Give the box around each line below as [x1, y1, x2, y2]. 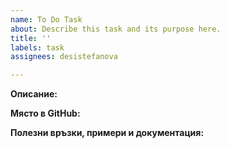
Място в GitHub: [10, 107, 81, 120]
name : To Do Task [10, 14, 83, 25]
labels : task [10, 42, 65, 53]
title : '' [10, 33, 52, 43]
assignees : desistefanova [10, 52, 118, 62]
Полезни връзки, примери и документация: [10, 127, 205, 139]
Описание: [10, 88, 58, 100]
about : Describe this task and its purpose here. [10, 24, 222, 34]
